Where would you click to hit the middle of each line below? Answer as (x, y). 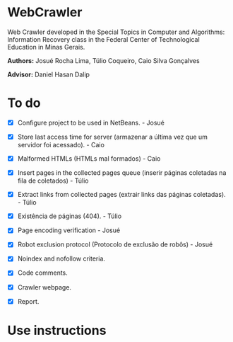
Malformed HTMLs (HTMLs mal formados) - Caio (89, 159)
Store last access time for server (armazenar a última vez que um (113, 137)
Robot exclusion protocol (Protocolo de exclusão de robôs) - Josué (115, 244)
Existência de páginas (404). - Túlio (70, 216)
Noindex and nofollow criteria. (61, 258)
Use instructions (57, 330)
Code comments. (43, 273)
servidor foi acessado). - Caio (61, 145)
